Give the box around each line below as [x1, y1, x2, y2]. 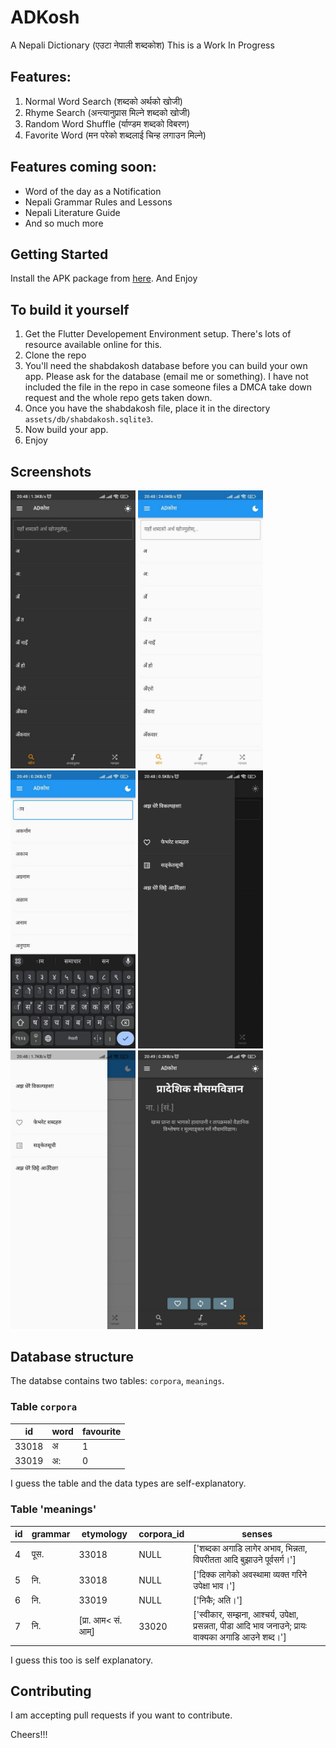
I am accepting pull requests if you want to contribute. [10, 1709, 233, 1721]
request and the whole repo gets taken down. [24, 392, 213, 404]
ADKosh [10, 6, 80, 29]
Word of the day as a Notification [24, 185, 162, 197]
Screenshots [10, 463, 92, 480]
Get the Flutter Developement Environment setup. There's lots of [24, 328, 292, 340]
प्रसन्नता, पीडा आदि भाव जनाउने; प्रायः [193, 1620, 307, 1632]
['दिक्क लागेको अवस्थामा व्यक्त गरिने [193, 1568, 308, 1580]
